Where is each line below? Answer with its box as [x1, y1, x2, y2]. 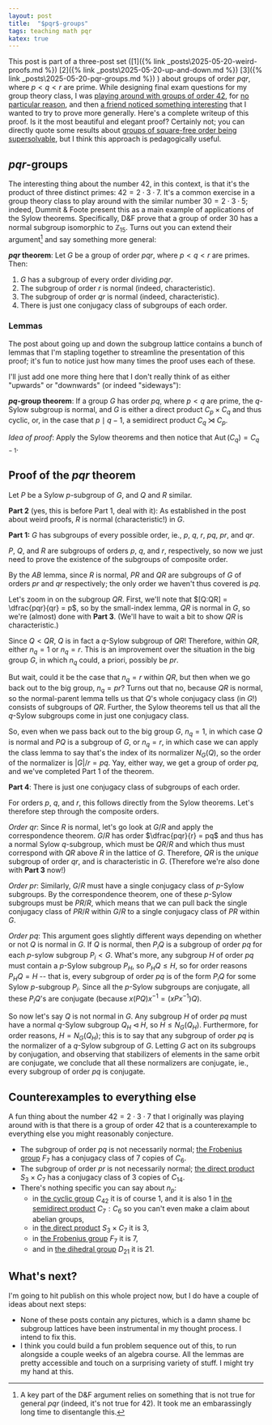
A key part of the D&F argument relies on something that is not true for [19, 1390, 255, 1400]
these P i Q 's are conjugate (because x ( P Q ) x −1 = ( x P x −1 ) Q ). [8, 993, 202, 1005]
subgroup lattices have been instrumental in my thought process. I [19, 1324, 241, 1334]
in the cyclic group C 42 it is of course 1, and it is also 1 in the [32, 1193, 232, 1205]
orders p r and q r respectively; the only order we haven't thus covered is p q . [8, 578, 261, 588]
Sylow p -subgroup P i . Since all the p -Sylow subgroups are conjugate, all [8, 981, 250, 993]
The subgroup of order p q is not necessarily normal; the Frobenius [19, 1145, 243, 1155]
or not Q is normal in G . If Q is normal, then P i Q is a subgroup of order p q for [8, 940, 263, 951]
